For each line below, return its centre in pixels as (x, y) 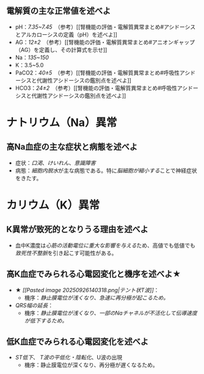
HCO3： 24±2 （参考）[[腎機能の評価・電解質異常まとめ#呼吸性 (96, 88)
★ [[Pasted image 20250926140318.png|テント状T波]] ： (87, 290)
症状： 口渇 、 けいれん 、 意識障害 (55, 163)
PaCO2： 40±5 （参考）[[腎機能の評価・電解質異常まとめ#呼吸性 (97, 73)
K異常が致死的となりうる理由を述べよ (77, 229)
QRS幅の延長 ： (34, 305)
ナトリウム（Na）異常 (62, 123)
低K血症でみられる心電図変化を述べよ (78, 342)
